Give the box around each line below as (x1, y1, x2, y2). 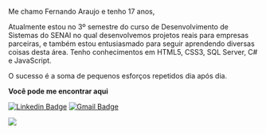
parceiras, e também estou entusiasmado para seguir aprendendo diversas (8, 39, 255, 48)
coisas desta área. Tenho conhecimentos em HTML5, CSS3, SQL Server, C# (8, 48, 258, 56)
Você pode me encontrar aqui (8, 86, 109, 96)
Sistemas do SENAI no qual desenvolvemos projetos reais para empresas (8, 31, 249, 40)
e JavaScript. (8, 56, 52, 65)
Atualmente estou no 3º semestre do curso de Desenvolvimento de (8, 22, 229, 31)
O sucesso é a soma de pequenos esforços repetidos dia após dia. (8, 71, 228, 80)
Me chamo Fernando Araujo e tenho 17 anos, (8, 7, 155, 16)
